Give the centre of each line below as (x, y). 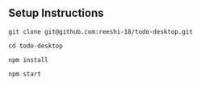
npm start (25, 74)
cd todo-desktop (36, 46)
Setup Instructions (56, 13)
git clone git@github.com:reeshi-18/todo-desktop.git (101, 31)
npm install (28, 59)
